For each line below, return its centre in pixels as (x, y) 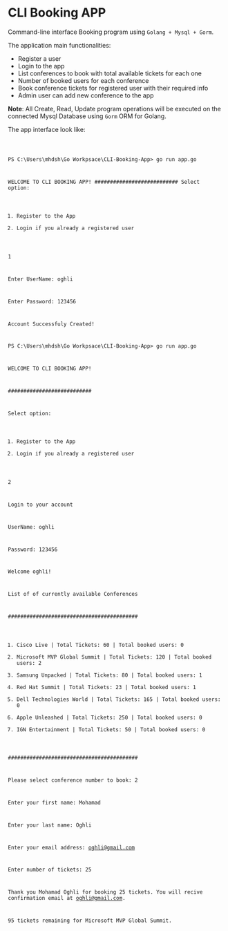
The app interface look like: (47, 129)
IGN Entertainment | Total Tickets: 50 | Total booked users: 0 (111, 730)
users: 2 (29, 663)
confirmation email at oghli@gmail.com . (67, 899)
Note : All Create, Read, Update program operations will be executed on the (115, 109)
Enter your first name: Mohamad (54, 803)
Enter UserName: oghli (40, 279)
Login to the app (41, 66)
